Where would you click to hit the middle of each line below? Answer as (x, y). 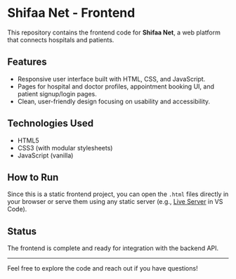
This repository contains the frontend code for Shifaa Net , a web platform (114, 32)
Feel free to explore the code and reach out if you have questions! (103, 268)
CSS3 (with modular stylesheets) (65, 148)
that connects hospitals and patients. (61, 39)
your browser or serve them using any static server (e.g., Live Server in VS (115, 202)
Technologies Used (50, 123)
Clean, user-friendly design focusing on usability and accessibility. (114, 101)
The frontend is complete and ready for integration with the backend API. (113, 248)
